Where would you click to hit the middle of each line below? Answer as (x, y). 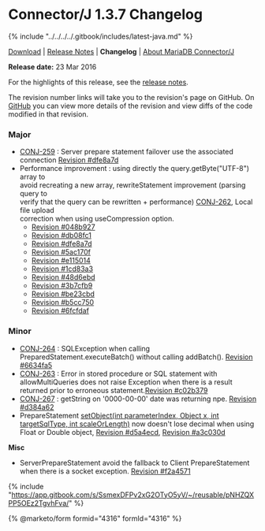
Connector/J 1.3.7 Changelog (106, 15)
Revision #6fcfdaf (60, 311)
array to (32, 177)
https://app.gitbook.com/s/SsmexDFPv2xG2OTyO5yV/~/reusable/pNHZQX (133, 495)
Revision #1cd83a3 (62, 269)
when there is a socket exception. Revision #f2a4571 (105, 471)
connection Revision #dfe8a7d (69, 160)
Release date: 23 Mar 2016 (52, 67)
